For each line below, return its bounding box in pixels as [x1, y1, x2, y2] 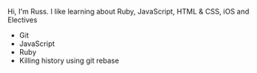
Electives [7, 15, 38, 25]
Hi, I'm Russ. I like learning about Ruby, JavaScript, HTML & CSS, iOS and [7, 7, 250, 16]
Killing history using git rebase [18, 56, 119, 65]
